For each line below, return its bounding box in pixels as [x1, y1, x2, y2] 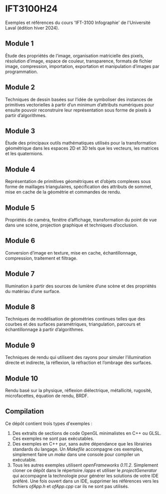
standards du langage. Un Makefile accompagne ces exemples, [12, 446, 144, 452]
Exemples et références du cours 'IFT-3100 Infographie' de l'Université [5, 19, 151, 25]
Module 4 [5, 165, 36, 173]
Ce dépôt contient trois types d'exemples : [5, 420, 93, 426]
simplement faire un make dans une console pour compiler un [12, 451, 140, 457]
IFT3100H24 [5, 3, 58, 14]
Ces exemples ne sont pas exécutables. [12, 435, 95, 441]
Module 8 [5, 303, 35, 311]
